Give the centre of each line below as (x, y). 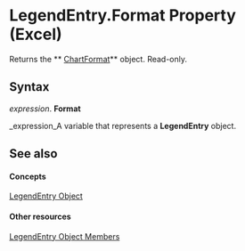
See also (33, 154)
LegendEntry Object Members (65, 236)
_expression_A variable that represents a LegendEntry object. (123, 125)
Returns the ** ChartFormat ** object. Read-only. (98, 59)
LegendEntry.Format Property (122, 16)
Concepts (28, 176)
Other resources (40, 216)
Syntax (29, 87)
